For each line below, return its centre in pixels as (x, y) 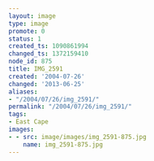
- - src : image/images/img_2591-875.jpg (78, 137)
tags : (17, 115)
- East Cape (28, 122)
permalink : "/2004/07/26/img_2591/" (70, 107)
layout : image (32, 16)
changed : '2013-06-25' (47, 84)
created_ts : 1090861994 (49, 46)
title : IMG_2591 (36, 69)
